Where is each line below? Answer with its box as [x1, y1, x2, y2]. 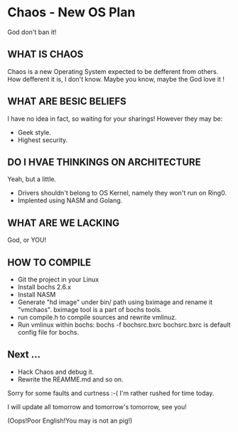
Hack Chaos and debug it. [17, 367, 94, 376]
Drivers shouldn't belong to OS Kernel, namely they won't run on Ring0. [17, 189, 227, 198]
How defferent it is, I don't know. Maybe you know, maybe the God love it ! [7, 75, 225, 83]
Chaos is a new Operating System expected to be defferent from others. [7, 67, 219, 75]
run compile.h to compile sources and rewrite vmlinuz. [17, 313, 178, 321]
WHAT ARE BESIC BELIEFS [7, 95, 126, 107]
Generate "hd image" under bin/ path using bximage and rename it [17, 298, 213, 306]
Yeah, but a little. [7, 175, 57, 183]
